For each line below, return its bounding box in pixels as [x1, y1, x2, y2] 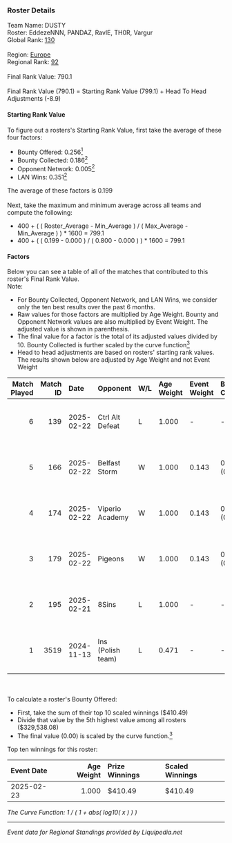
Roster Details [7, 6, 56, 15]
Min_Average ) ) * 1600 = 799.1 [17, 229, 105, 238]
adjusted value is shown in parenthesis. [17, 325, 130, 333]
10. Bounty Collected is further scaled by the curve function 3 [17, 340, 190, 349]
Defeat [97, 420, 119, 430]
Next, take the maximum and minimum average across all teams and [7, 201, 202, 209]
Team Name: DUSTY [7, 21, 66, 30]
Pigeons [97, 554, 124, 563]
